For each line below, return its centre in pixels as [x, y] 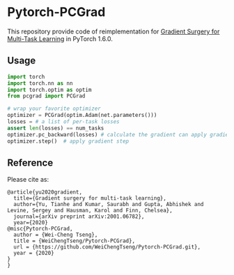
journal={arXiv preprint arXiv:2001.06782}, [79, 217]
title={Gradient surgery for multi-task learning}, [90, 198]
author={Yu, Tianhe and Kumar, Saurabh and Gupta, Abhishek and [109, 205]
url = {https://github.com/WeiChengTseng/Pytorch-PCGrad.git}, [107, 247]
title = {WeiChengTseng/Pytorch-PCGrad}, [75, 241]
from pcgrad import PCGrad [46, 96]
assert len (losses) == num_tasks [56, 128]
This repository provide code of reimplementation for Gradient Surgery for [114, 31]
